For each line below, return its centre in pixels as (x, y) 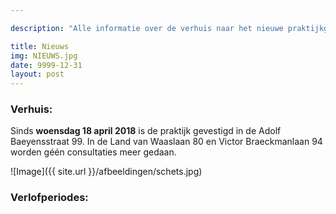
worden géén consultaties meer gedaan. (93, 152)
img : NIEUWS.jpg (44, 56)
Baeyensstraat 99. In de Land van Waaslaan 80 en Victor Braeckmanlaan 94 (166, 142)
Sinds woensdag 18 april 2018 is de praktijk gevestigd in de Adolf (146, 131)
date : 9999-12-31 (46, 65)
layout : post (37, 74)
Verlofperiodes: (49, 198)
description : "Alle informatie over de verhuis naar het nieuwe (147, 28)
